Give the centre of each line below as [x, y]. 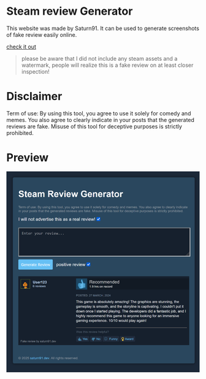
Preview [28, 158]
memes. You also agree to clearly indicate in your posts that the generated [101, 120]
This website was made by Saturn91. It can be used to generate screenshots [103, 28]
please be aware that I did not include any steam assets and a [99, 58]
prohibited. [20, 132]
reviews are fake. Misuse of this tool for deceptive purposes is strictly [94, 126]
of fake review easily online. [42, 34]
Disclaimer [34, 97]
